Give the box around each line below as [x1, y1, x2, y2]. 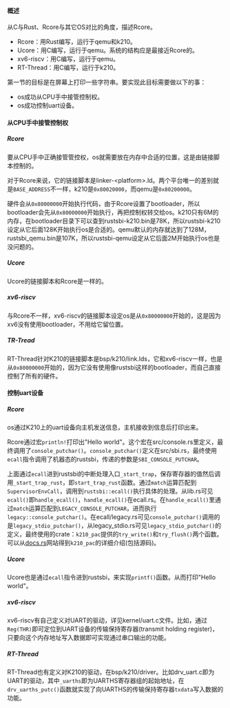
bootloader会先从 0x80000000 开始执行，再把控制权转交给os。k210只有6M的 [7, 208, 219, 216]
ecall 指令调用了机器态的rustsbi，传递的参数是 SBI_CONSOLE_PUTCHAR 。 [7, 455, 203, 463]
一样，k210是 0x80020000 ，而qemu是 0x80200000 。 [56, 185, 196, 193]
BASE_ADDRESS [13, 186, 50, 193]
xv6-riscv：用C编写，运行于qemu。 [17, 55, 119, 63]
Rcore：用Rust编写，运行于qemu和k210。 [17, 38, 136, 46]
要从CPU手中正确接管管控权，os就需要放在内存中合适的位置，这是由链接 [7, 152, 214, 161]
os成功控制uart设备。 [17, 101, 78, 110]
